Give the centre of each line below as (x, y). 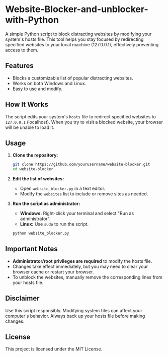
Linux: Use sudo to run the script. (54, 224)
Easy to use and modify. (37, 89)
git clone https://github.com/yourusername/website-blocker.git (81, 165)
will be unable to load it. (30, 127)
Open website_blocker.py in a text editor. (63, 189)
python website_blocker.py (41, 233)
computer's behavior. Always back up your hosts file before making (75, 316)
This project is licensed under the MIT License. (54, 349)
